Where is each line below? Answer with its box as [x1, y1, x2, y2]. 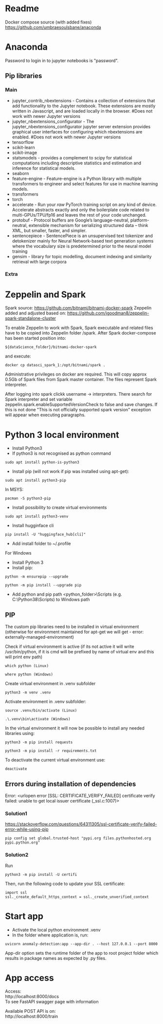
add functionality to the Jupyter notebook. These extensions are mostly [12, 103, 156, 109]
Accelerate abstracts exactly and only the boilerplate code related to [12, 206, 150, 213]
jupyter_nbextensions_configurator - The [12, 118, 94, 124]
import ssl [5, 890, 27, 895]
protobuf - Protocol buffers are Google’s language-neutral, [12, 217, 130, 223]
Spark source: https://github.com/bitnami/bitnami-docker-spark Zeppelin [5, 305, 152, 311]
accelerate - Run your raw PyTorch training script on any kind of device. [12, 201, 157, 207]
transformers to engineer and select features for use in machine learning [12, 180, 158, 186]
